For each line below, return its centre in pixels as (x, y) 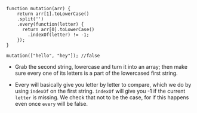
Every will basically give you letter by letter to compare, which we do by (103, 85)
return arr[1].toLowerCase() (53, 14)
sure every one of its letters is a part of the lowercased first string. (96, 73)
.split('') (30, 19)
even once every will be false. (51, 104)
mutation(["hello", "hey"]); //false (53, 56)
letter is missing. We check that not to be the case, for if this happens (102, 97)
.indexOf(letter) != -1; (59, 35)
